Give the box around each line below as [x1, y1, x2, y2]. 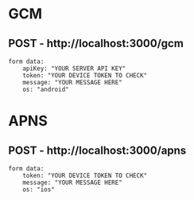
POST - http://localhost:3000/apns [8, 143, 187, 157]
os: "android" [22, 85, 69, 93]
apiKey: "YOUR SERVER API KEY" [22, 65, 126, 73]
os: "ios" [22, 186, 56, 194]
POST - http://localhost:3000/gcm [8, 37, 184, 50]
